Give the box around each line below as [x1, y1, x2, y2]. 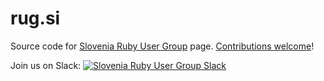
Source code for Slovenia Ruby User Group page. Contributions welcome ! [10, 40, 315, 52]
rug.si [10, 7, 61, 30]
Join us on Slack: [10, 59, 82, 71]
